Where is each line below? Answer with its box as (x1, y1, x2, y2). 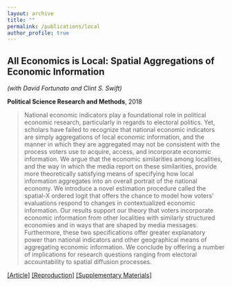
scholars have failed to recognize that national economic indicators (23, 126, 215, 134)
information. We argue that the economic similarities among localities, (23, 155, 223, 163)
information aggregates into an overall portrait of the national (23, 177, 198, 185)
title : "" (7, 17, 36, 23)
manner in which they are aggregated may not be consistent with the (23, 140, 220, 149)
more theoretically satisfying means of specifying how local (23, 170, 194, 178)
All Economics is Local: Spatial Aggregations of (7, 55, 215, 66)
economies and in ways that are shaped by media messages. (23, 221, 198, 229)
